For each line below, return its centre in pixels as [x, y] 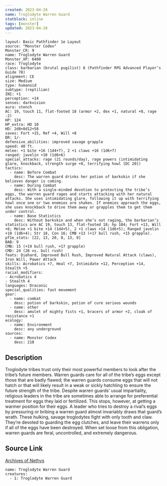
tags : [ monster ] [22, 24]
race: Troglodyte [23, 64]
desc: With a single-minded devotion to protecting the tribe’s [82, 190]
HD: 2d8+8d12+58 [22, 129]
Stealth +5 [16, 268]
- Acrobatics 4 [21, 277]
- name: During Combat [33, 186]
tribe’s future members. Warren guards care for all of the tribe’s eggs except [83, 375]
